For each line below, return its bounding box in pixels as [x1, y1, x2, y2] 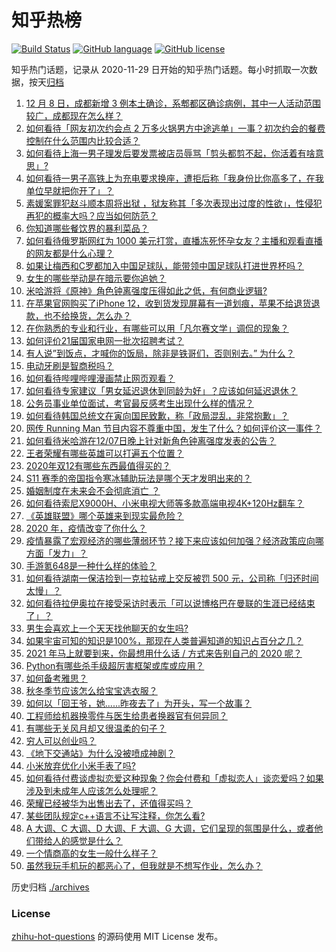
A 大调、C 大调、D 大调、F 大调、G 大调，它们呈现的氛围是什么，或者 [25, 822, 315, 834]
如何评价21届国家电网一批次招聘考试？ [25, 334, 185, 346]
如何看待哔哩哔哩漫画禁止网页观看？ [25, 372, 176, 384]
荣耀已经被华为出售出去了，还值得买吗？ [25, 797, 193, 809]
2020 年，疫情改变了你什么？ [25, 522, 148, 534]
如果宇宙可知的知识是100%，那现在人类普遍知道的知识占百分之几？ [25, 634, 304, 646]
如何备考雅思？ [25, 672, 88, 684]
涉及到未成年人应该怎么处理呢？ [25, 784, 158, 796]
